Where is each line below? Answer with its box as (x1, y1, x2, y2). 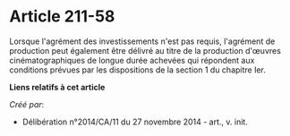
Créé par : (9, 98, 45, 109)
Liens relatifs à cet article (9, 81, 106, 92)
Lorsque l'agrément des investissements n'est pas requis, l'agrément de (9, 36, 276, 47)
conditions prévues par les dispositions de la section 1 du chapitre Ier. (9, 64, 267, 75)
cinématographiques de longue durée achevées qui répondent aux (9, 55, 255, 65)
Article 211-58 (9, 6, 115, 27)
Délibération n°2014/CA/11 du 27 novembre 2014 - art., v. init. (21, 116, 248, 127)
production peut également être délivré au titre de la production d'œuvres (9, 45, 282, 55)
